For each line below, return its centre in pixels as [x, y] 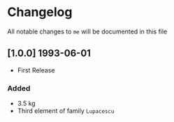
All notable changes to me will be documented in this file [87, 31]
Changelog [40, 12]
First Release [36, 70]
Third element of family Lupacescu [66, 111]
